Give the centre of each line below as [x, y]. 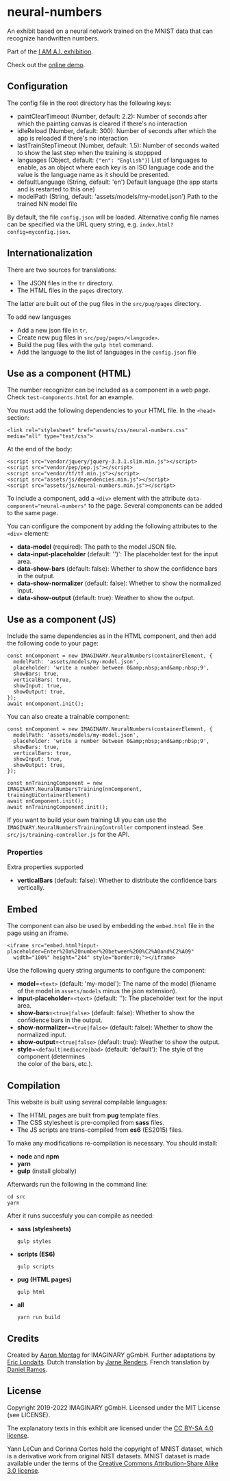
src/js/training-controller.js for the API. [68, 835]
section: [18, 418]
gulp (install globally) [47, 1171]
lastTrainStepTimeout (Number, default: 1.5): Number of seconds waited [118, 145]
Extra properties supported [45, 867]
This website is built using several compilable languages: [87, 1102]
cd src [16, 1197]
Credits [23, 1338]
